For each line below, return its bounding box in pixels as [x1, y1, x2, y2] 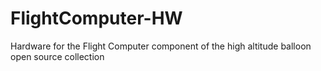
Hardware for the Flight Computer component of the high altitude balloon [10, 40, 312, 52]
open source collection [10, 50, 105, 62]
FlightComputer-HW [10, 7, 183, 30]
